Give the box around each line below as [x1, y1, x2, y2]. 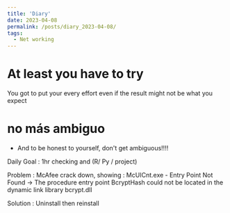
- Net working [13, 36, 54, 43]
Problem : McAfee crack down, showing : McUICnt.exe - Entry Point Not [7, 171, 213, 179]
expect [7, 97, 27, 105]
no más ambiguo [7, 121, 106, 136]
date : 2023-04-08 [7, 17, 58, 24]
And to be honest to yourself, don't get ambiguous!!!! [17, 144, 169, 152]
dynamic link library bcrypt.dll [7, 186, 92, 194]
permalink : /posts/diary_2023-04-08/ [7, 23, 117, 30]
